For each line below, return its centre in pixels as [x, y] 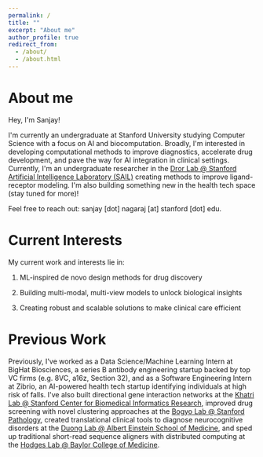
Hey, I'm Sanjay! [34, 119]
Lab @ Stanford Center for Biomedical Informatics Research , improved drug [131, 403]
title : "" [24, 23]
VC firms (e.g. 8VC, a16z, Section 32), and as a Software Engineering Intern [130, 378]
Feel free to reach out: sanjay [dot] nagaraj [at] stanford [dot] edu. [115, 208]
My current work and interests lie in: [66, 262]
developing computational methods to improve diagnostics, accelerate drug [130, 152]
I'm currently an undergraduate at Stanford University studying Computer [127, 135]
